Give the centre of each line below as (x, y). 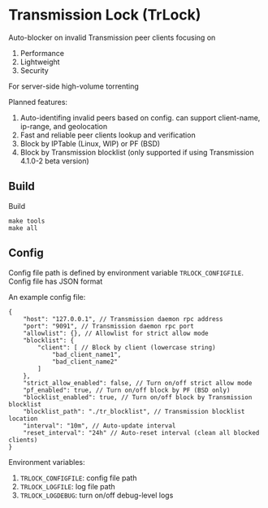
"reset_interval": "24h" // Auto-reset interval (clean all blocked (141, 432)
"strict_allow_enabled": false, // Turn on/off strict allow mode (138, 383)
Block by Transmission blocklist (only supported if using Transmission (137, 152)
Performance (42, 53)
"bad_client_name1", (86, 354)
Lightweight (40, 62)
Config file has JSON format (56, 281)
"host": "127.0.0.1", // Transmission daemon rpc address (123, 319)
